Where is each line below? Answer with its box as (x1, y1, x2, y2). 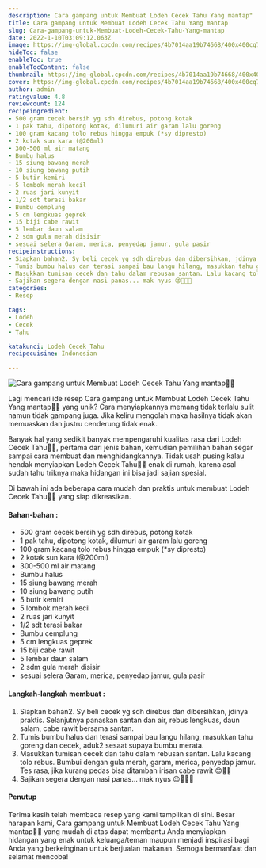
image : (8, 41, 30, 49)
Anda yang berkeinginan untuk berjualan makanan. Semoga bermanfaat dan (8, 843, 257, 853)
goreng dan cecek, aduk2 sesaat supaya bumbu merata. (19, 740, 204, 750)
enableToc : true (8, 56, 62, 64)
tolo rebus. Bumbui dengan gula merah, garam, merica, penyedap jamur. (19, 757, 256, 767)
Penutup (8, 792, 37, 801)
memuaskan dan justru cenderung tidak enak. (8, 419, 158, 429)
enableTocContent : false (8, 63, 90, 71)
